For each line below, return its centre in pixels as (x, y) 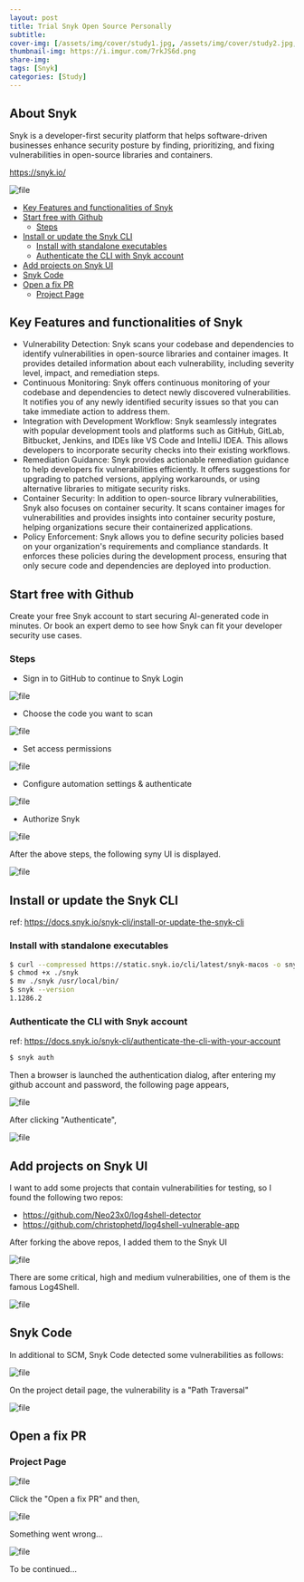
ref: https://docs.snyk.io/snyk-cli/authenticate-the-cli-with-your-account (145, 1041)
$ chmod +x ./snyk (44, 973)
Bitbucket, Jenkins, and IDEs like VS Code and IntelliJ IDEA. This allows (155, 441)
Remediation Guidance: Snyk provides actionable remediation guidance (156, 460)
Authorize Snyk (51, 819)
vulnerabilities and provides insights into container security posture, (149, 518)
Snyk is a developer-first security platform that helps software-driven (138, 135)
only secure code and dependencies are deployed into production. (147, 566)
